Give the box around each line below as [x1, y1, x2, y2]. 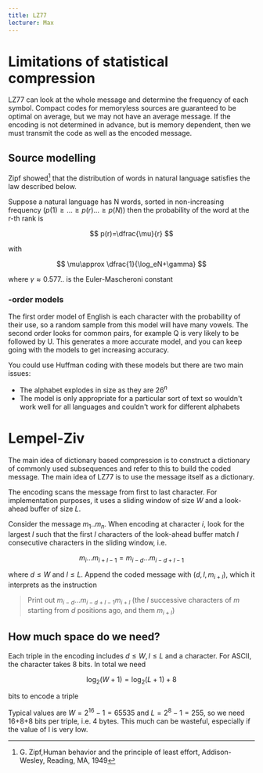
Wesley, [19, 756, 45, 765]
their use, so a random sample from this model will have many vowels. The [8, 320, 249, 330]
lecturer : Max [8, 19, 55, 27]
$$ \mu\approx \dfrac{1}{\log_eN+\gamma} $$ [56, 259, 207, 268]
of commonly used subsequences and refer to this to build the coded [8, 464, 232, 473]
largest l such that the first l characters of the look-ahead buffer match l [8, 529, 239, 538]
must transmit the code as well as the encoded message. [8, 129, 193, 138]
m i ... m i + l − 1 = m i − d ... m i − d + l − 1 [79, 552, 184, 564]
